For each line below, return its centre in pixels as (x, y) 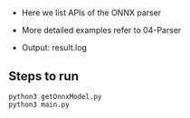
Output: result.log (54, 48)
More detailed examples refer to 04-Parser (101, 31)
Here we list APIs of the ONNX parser (91, 13)
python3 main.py (39, 104)
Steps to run (43, 76)
